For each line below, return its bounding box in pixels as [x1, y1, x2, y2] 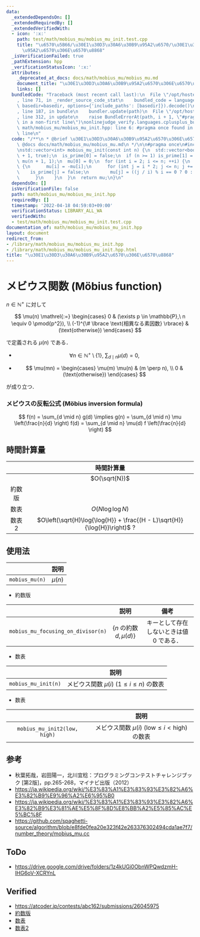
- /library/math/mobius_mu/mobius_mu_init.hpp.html [6, 246, 137, 253]
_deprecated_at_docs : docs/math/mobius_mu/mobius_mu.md [17, 75, 159, 81]
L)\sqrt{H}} [152, 516, 183, 524]
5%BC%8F [14, 811, 42, 818]
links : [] [17, 86, 42, 92]
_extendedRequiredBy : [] [11, 20, 73, 26]
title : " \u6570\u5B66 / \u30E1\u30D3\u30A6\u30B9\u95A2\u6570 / [17, 42, 171, 48]
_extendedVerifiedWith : [11, 25, 70, 32]
